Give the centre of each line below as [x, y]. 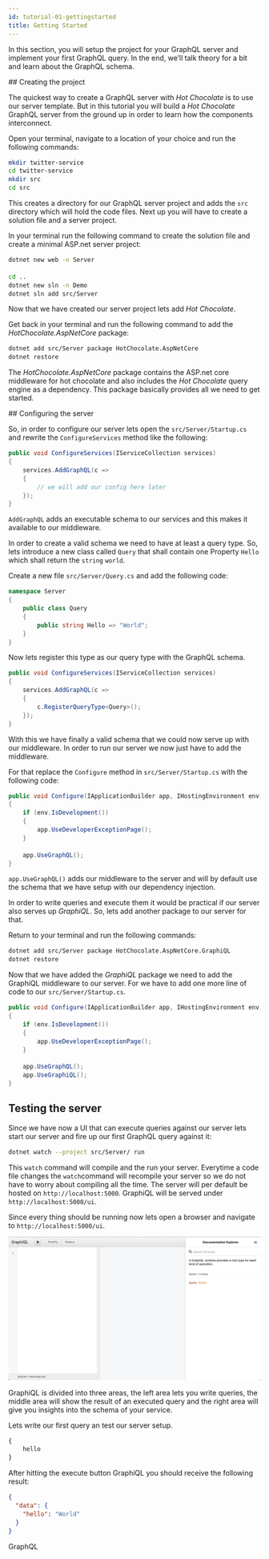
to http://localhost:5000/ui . [57, 1225]
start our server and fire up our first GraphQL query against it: [110, 1136]
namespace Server [37, 592]
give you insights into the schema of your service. [90, 1409]
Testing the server [55, 1108]
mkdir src [25, 179]
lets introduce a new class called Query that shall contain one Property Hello [134, 552]
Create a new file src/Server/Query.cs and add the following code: [118, 576]
